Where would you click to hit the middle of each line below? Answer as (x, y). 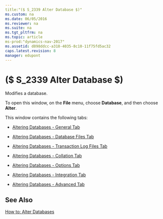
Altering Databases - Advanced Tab (48, 185)
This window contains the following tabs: (46, 118)
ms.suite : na (18, 28)
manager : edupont (23, 55)
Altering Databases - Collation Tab (47, 156)
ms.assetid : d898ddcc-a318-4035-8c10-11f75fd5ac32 (58, 46)
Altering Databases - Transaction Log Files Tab (60, 146)
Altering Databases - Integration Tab (49, 175)
